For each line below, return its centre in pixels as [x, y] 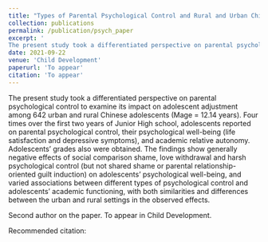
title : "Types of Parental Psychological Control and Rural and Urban [128, 16]
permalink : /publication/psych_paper [71, 30]
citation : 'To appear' [46, 75]
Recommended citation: [47, 230]
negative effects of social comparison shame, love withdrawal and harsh [127, 157]
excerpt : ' [26, 38]
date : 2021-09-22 [37, 53]
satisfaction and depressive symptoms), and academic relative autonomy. [129, 140]
